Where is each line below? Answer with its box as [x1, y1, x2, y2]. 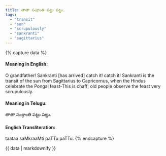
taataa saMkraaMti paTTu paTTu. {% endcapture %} [5, 135, 114, 142]
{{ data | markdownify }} [5, 145, 56, 151]
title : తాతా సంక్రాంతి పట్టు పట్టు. [5, 7, 65, 13]
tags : [5, 12, 17, 17]
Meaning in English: [5, 61, 48, 67]
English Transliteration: [5, 124, 56, 130]
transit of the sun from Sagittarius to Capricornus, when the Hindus [5, 78, 146, 84]
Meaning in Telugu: [5, 100, 47, 106]
